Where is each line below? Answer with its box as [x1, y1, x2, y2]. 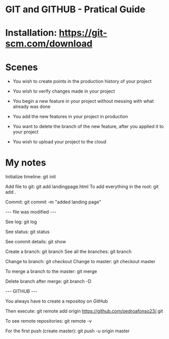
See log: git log [5, 219, 37, 225]
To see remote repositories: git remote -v [5, 318, 92, 324]
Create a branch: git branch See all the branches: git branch [5, 248, 132, 255]
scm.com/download [5, 38, 93, 50]
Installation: [5, 27, 57, 39]
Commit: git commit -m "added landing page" [5, 199, 101, 205]
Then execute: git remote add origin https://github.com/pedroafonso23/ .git [5, 308, 163, 314]
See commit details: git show [5, 239, 67, 245]
